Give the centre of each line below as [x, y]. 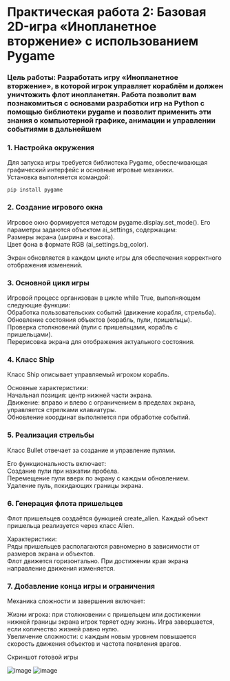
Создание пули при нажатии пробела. [63, 471]
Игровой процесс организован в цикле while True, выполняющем [104, 298]
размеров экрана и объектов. [51, 553]
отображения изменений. [45, 265]
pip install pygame [35, 190]
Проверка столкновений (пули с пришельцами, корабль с [92, 327]
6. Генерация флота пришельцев [65, 503]
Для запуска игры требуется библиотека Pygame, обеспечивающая [107, 163]
